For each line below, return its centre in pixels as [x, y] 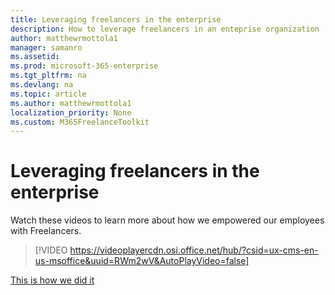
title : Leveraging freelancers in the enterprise [116, 19]
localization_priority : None [71, 112]
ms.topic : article [48, 94]
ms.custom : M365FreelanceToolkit [80, 122]
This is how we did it [52, 280]
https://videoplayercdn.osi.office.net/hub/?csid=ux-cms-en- [194, 250]
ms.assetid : [35, 57]
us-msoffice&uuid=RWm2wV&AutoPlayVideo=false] [142, 261]
